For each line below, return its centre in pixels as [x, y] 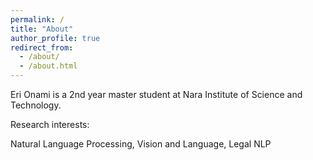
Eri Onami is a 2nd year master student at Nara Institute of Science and [156, 94]
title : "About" [42, 29]
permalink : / [37, 19]
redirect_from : [42, 47]
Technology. [36, 105]
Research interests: [50, 124]
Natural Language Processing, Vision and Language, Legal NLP [141, 144]
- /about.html [48, 66]
